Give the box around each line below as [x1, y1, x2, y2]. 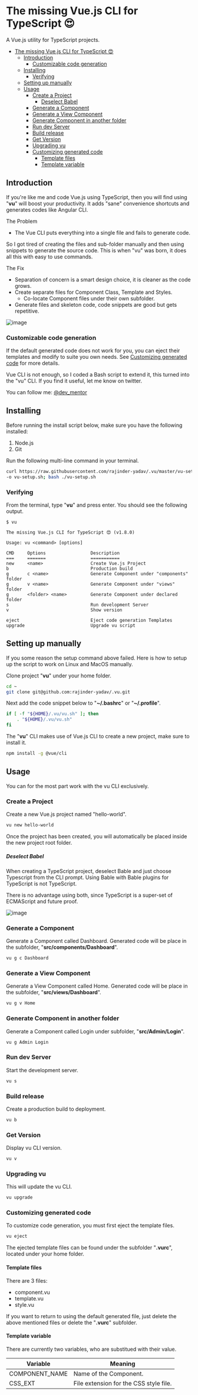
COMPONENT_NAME [9, 1370, 68, 1378]
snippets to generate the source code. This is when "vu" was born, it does [6, 246, 187, 254]
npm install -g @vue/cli [6, 751, 67, 757]
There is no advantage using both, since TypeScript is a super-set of [6, 891, 173, 898]
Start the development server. [6, 1066, 78, 1073]
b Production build [6, 566, 133, 572]
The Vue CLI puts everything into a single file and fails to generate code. [14, 229, 190, 236]
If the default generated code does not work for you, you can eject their [6, 347, 180, 354]
